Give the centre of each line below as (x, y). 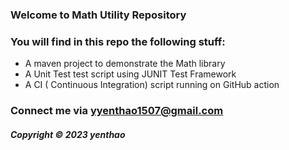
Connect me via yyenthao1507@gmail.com (117, 111)
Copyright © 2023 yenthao (68, 134)
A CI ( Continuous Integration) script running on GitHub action (152, 85)
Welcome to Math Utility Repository (98, 15)
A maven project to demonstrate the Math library (125, 64)
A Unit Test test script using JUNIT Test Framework (130, 74)
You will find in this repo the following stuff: (118, 41)
